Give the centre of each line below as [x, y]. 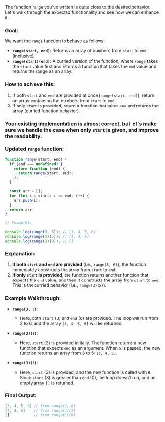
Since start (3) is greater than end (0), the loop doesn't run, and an [88, 378]
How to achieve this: [30, 84]
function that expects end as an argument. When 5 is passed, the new [90, 348]
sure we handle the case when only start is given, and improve [82, 130]
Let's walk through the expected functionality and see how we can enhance [82, 12]
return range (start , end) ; [46, 173]
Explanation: [20, 253]
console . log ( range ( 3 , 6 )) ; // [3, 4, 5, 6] [50, 232]
